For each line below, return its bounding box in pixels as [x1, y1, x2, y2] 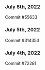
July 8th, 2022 [5, 3, 40, 10]
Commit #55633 [5, 14, 38, 20]
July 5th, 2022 [5, 27, 40, 33]
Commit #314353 [5, 37, 40, 43]
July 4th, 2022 [5, 49, 41, 56]
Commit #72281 [5, 60, 37, 66]
